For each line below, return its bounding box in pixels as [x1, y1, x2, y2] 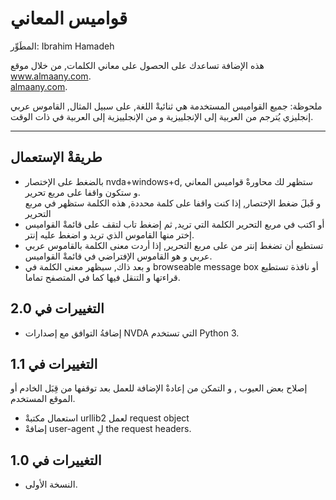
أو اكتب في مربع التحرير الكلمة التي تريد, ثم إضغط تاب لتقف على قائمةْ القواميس [24, 218, 325, 230]
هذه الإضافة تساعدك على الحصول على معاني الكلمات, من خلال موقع [10, 59, 265, 71]
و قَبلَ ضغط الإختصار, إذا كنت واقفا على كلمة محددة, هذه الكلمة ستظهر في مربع [24, 197, 322, 209]
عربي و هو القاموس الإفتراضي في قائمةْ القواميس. [24, 250, 213, 262]
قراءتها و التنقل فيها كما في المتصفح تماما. [24, 271, 181, 283]
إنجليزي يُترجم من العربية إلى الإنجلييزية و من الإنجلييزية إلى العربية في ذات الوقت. [10, 110, 314, 122]
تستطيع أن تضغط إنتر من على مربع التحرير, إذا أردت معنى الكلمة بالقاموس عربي [24, 239, 324, 251]
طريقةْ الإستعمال [10, 149, 103, 166]
